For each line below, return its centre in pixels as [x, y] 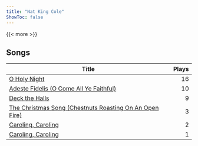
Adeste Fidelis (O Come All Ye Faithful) [63, 89]
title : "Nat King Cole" [35, 12]
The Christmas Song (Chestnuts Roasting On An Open [84, 108]
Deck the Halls [29, 98]
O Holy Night [27, 79]
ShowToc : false [25, 17]
